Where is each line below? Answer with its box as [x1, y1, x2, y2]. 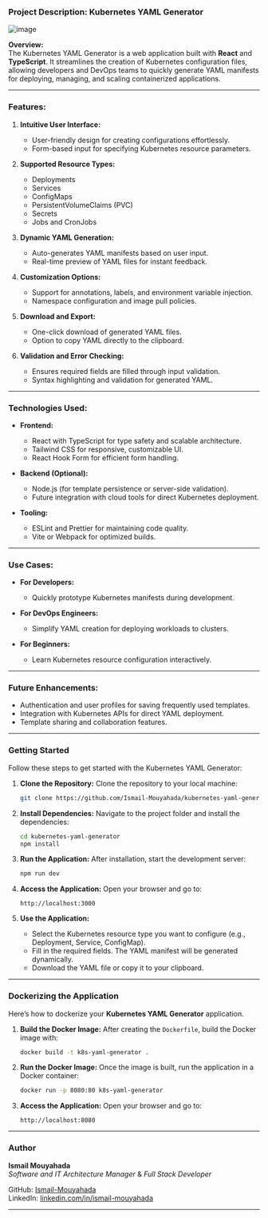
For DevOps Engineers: [19, 608, 99, 618]
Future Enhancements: [8, 683, 99, 694]
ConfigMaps [31, 191, 73, 201]
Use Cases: [8, 559, 53, 570]
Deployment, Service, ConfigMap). [31, 937, 146, 947]
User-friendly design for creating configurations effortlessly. [31, 135, 230, 145]
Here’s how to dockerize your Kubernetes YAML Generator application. [8, 1009, 245, 1018]
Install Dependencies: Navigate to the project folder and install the [19, 808, 241, 818]
